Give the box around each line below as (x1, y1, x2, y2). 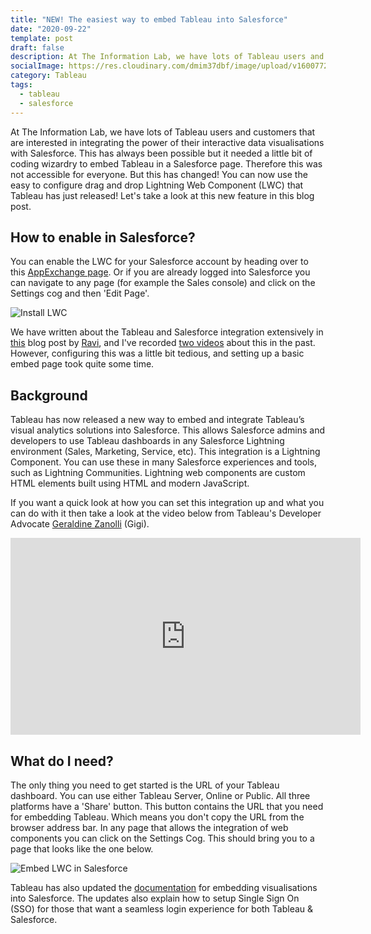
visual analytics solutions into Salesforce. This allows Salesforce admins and (10, 424, 325, 436)
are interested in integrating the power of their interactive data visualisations (10, 136, 325, 148)
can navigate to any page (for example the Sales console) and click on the (10, 277, 316, 289)
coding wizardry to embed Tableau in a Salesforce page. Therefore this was (10, 157, 323, 170)
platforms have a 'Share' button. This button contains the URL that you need (10, 800, 324, 812)
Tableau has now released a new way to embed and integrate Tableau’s (10, 414, 305, 426)
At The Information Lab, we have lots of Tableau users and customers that (10, 126, 316, 138)
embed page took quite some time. (10, 358, 155, 370)
